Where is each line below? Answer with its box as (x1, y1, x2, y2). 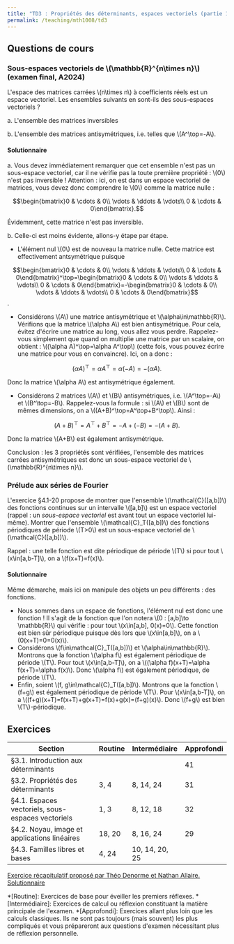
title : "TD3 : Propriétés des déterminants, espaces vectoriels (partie (7, 10, 223, 17)
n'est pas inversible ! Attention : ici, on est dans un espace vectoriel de (7, 176, 210, 185)
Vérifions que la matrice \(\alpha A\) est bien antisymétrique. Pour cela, (17, 320, 221, 329)
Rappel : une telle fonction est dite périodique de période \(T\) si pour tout (7, 547, 219, 555)
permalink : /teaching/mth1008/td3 (7, 17, 108, 24)
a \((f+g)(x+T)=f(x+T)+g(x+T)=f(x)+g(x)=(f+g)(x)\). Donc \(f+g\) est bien (17, 696, 225, 704)
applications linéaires (10, 833, 80, 843)
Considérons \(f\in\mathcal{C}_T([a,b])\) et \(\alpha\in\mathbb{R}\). (17, 643, 210, 652)
